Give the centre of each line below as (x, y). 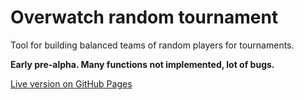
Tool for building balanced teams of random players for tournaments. (152, 45)
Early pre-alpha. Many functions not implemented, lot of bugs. (142, 64)
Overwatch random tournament (144, 17)
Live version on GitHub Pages (71, 83)
